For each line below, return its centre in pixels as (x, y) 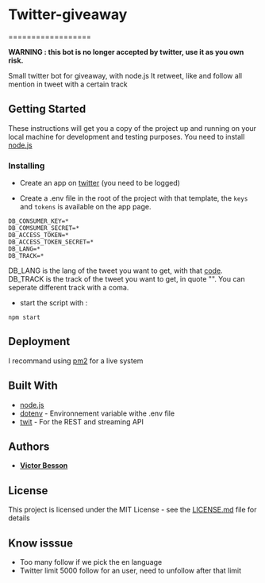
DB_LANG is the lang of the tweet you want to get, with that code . (116, 270)
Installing (27, 166)
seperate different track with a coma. (69, 288)
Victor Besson (44, 466)
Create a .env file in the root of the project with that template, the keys (134, 198)
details (19, 518)
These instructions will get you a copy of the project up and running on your (132, 128)
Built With (33, 386)
